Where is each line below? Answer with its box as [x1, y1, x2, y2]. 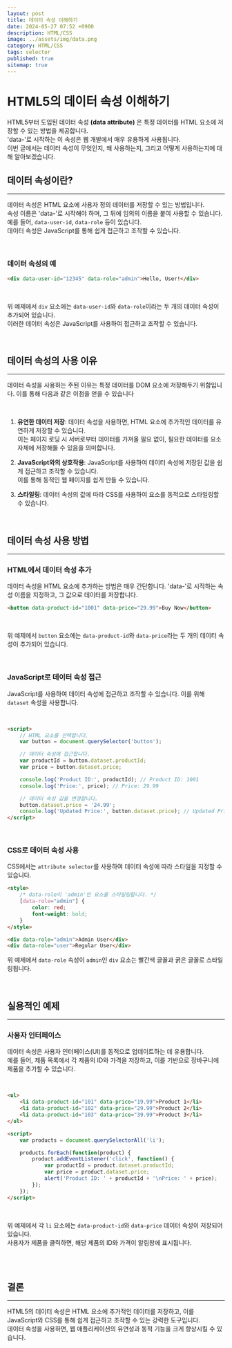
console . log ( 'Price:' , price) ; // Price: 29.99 [19, 783, 159, 790]
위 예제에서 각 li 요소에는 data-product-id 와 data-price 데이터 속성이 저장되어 [7, 1221, 223, 1229]
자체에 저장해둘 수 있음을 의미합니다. [17, 444, 115, 452]
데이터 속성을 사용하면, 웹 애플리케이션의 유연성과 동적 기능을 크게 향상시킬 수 [7, 1324, 215, 1333]
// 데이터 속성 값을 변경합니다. [19, 795, 99, 802]
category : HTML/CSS [7, 42, 64, 49]
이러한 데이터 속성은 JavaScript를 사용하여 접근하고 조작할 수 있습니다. [7, 319, 198, 327]
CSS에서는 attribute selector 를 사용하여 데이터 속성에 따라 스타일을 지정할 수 [7, 862, 222, 871]
